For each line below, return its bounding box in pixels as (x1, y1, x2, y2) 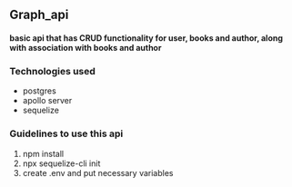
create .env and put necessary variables (22, 167, 174, 178)
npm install (22, 148, 65, 159)
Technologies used (9, 64, 96, 77)
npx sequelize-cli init (22, 158, 101, 169)
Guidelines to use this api (9, 127, 124, 140)
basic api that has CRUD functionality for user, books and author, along (9, 32, 284, 44)
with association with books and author (9, 42, 162, 53)
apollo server (22, 95, 73, 106)
